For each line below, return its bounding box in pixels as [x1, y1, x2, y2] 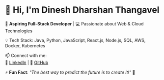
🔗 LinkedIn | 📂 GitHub [5, 60, 49, 65]
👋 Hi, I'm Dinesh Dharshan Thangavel [5, 4, 160, 16]
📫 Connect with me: [5, 52, 47, 58]
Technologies [5, 28, 33, 34]
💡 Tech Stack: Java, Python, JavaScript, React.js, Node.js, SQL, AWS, [5, 37, 146, 43]
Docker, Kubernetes [5, 42, 46, 48]
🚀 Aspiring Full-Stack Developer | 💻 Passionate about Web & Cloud [5, 20, 144, 26]
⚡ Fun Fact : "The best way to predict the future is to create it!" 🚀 [5, 69, 136, 75]
